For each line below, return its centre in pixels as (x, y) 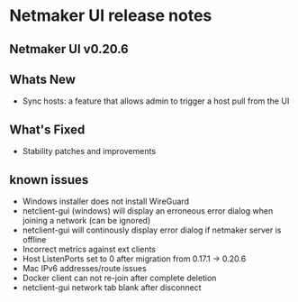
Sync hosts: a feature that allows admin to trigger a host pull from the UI (156, 101)
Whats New (43, 79)
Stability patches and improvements (89, 151)
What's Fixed (47, 129)
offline (34, 240)
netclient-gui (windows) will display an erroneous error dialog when (148, 211)
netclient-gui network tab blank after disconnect (112, 288)
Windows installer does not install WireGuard (105, 201)
